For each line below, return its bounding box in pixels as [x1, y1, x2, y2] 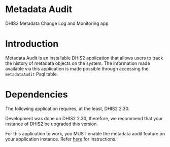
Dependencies [5, 89, 68, 100]
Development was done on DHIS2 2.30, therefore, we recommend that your [5, 115, 163, 121]
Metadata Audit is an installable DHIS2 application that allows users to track [5, 55, 163, 61]
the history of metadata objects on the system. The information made [5, 60, 151, 66]
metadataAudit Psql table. [5, 71, 58, 77]
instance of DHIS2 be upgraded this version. [5, 121, 98, 127]
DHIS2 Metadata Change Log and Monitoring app [5, 20, 109, 26]
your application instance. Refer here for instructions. [5, 136, 117, 142]
